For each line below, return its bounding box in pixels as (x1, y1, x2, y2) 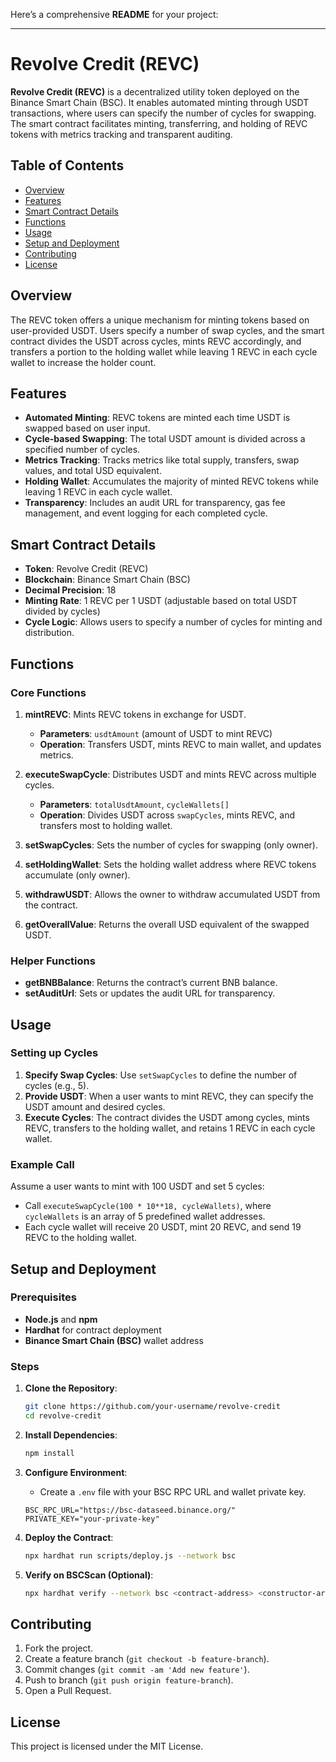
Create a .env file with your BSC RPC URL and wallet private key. (39, 1485, 307, 1498)
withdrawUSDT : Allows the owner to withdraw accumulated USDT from (24, 888, 321, 900)
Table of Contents (10, 157, 125, 174)
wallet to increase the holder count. (10, 356, 157, 368)
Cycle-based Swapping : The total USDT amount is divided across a (24, 433, 306, 445)
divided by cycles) (24, 605, 101, 618)
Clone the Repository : (24, 1382, 118, 1394)
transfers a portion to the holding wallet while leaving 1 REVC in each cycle (10, 345, 318, 358)
